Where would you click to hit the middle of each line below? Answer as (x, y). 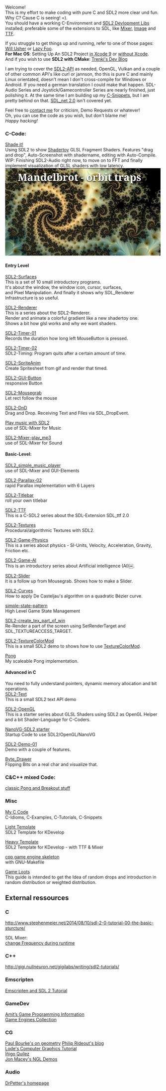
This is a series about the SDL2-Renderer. (48, 313)
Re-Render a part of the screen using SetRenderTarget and (65, 626)
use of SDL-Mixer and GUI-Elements (42, 471)
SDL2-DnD (16, 407)
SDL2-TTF (16, 510)
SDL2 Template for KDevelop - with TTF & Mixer (54, 847)
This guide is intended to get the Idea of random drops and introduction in (81, 877)
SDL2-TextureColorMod (30, 641)
